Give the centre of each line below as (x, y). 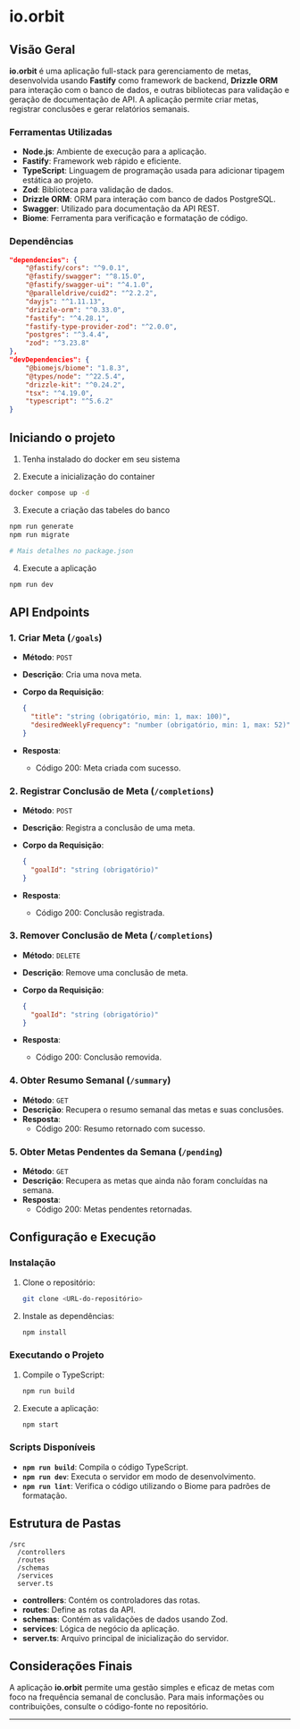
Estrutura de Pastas (65, 1524)
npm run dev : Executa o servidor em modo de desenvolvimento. (139, 1476)
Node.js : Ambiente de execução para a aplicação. (114, 152)
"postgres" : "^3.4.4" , (67, 335)
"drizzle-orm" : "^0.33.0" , (75, 310)
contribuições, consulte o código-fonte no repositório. (109, 1707)
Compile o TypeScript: (63, 1375)
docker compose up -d (50, 493)
